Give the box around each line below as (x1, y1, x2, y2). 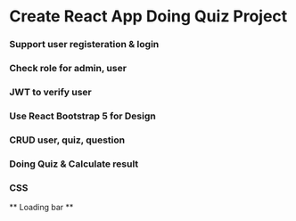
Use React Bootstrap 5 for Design (9, 110, 156, 122)
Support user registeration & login (9, 38, 160, 51)
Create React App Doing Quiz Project (9, 6, 288, 27)
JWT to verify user (9, 86, 92, 98)
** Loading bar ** (9, 202, 74, 213)
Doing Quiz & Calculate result (9, 158, 139, 170)
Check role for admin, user (9, 62, 127, 75)
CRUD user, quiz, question (9, 134, 126, 146)
